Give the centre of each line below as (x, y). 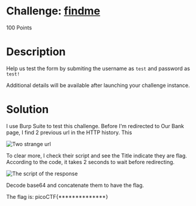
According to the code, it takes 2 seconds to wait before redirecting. (91, 162)
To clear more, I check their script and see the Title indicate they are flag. (97, 155)
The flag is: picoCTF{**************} (57, 196)
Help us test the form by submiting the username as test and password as (98, 68)
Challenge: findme (53, 11)
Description (36, 52)
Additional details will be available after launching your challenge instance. (98, 85)
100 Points (19, 28)
